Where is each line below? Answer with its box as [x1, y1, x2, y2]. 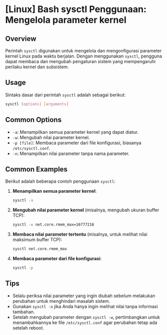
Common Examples [5, 165, 68, 174]
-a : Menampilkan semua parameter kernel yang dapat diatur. [12, 129, 139, 135]
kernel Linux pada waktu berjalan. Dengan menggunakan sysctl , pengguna [5, 53, 162, 59]
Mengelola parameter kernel [5, 14, 127, 26]
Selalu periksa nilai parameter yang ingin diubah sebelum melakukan [12, 293, 155, 299]
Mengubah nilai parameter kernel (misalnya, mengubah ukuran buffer [12, 207, 159, 213]
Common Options [5, 116, 62, 124]
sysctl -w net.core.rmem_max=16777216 [12, 222, 94, 228]
